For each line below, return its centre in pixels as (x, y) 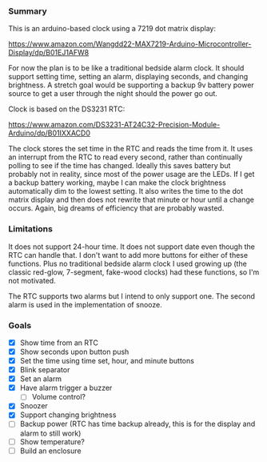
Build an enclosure (50, 451)
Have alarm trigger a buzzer (66, 388)
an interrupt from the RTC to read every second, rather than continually (126, 157)
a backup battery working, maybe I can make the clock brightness (117, 183)
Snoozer (34, 406)
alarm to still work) (50, 433)
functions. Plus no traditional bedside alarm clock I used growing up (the (128, 263)
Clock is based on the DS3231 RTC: (67, 109)
